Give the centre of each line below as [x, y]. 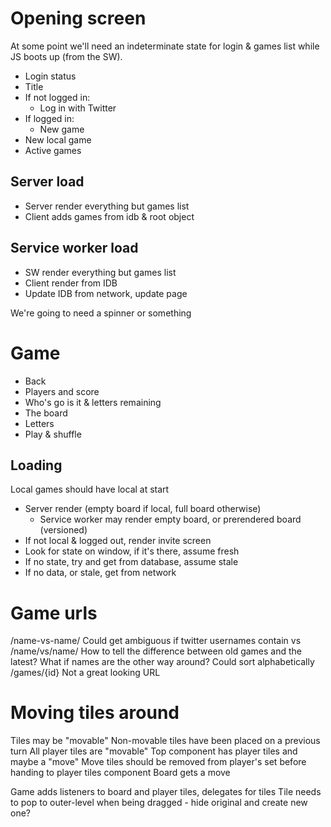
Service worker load [74, 248]
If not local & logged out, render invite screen [118, 541]
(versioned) [63, 530]
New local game [58, 139]
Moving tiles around [95, 713]
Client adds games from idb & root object [109, 216]
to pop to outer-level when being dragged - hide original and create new [159, 803]
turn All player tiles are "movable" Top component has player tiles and [154, 751]
